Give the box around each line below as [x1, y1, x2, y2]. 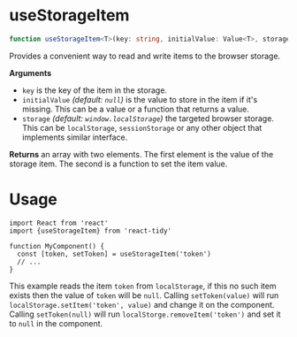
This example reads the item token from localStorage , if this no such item [9, 280, 277, 291]
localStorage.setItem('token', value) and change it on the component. [9, 299, 275, 310]
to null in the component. [9, 318, 103, 328]
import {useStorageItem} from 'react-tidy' [9, 226, 172, 235]
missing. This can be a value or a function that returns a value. [21, 103, 250, 114]
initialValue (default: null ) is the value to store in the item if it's [21, 94, 258, 104]
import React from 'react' [9, 218, 109, 227]
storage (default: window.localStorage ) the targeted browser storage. [21, 112, 274, 124]
